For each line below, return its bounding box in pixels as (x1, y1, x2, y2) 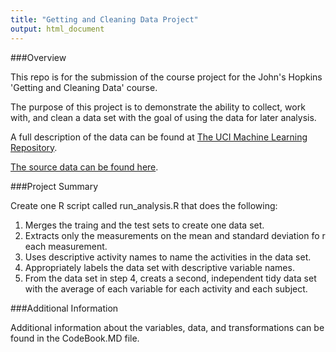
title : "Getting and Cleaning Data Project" (10, 14, 199, 25)
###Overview (10, 51, 67, 63)
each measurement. (24, 240, 108, 252)
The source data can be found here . (10, 161, 159, 173)
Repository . (10, 141, 58, 153)
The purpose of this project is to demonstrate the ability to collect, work (10, 101, 306, 113)
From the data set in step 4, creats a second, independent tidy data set (24, 272, 317, 284)
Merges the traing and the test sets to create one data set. (24, 219, 265, 231)
